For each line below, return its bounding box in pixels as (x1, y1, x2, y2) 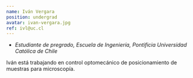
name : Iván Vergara (6, 8, 55, 15)
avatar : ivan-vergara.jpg (6, 19, 71, 25)
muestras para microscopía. (6, 66, 75, 73)
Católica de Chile (14, 48, 58, 55)
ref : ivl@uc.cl (6, 25, 44, 31)
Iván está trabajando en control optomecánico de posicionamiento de (6, 59, 177, 66)
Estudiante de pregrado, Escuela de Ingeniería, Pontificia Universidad (14, 41, 187, 48)
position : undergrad (6, 14, 58, 20)
